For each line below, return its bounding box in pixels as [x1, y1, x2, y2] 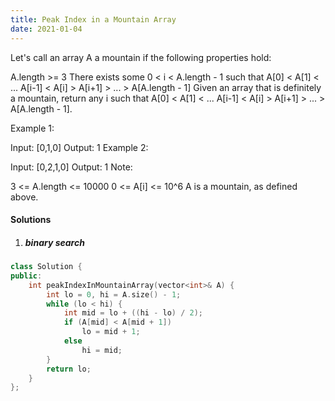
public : [10, 271, 43, 281]
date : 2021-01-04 [10, 24, 83, 34]
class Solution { [10, 262, 83, 272]
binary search [24, 236, 85, 248]
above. [10, 191, 39, 203]
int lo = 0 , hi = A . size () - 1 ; [46, 289, 182, 300]
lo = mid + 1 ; [81, 327, 141, 337]
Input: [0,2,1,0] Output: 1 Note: [10, 161, 133, 173]
